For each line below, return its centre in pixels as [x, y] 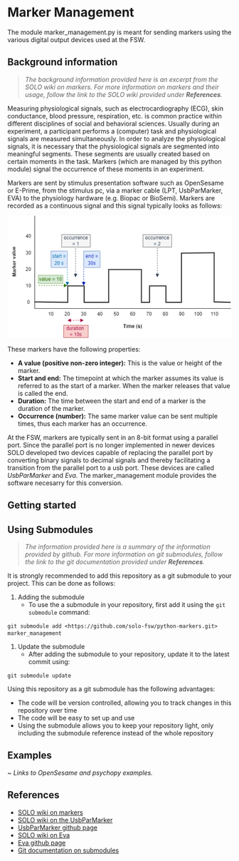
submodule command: [59, 612]
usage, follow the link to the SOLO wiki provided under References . [123, 94]
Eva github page [42, 842]
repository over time [47, 710]
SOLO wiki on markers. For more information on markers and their [122, 87]
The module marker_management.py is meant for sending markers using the [119, 32]
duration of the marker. [51, 408]
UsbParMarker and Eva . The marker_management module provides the [112, 475]
